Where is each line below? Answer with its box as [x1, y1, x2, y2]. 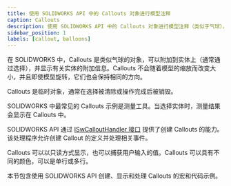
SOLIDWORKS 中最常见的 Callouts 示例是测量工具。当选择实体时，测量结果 [7, 102, 221, 110]
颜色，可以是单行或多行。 [19, 157, 92, 165]
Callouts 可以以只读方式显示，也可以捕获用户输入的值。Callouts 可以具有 [7, 149, 214, 157]
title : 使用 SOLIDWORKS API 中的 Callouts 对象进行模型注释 [7, 10, 171, 17]
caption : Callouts [7, 17, 60, 23]
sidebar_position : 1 [7, 29, 67, 37]
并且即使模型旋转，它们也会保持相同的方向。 [19, 73, 146, 81]
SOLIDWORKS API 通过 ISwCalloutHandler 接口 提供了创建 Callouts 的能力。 [7, 125, 223, 134]
